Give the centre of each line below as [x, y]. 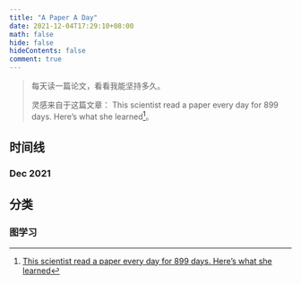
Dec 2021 [30, 173]
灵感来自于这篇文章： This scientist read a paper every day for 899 [155, 105]
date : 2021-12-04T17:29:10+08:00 [72, 26]
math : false [31, 34]
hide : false [31, 43]
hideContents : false [48, 51]
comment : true [36, 59]
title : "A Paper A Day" [54, 17]
